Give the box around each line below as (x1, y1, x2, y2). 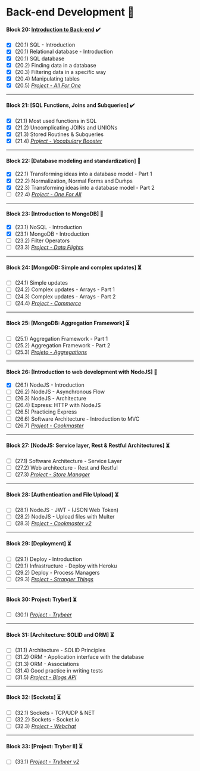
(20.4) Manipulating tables (14, 75, 80, 82)
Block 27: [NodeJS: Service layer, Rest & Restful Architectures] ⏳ (6, 442, 170, 449)
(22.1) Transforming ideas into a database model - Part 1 (14, 170, 152, 178)
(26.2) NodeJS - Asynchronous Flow (14, 388, 105, 396)
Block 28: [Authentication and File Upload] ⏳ (6, 491, 119, 498)
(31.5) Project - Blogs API (14, 674, 77, 681)
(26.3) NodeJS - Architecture (14, 395, 86, 402)
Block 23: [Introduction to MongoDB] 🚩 (6, 210, 104, 217)
